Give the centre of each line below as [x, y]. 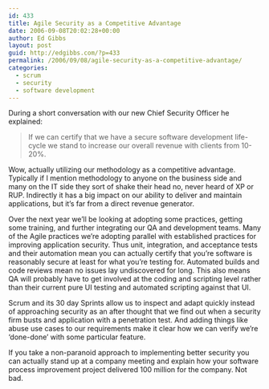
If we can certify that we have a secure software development [130, 137]
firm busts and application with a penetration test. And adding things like [128, 320]
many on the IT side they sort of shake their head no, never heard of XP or [131, 187]
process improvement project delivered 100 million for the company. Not [128, 370]
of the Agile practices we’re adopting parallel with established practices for [132, 237]
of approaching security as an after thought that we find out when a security [134, 312]
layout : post [30, 46]
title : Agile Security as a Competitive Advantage [95, 23]
